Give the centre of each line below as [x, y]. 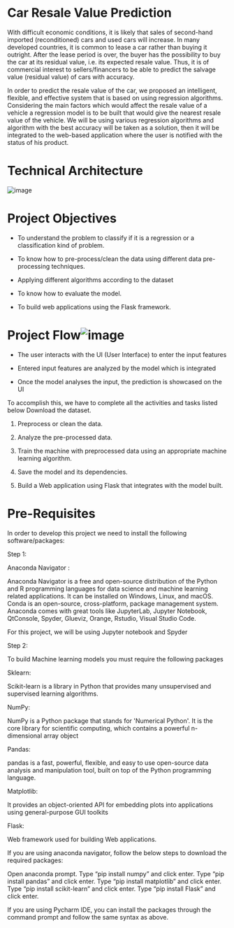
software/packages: [36, 540]
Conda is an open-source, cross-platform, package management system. [113, 603]
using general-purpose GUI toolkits [58, 812]
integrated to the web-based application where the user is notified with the [115, 135]
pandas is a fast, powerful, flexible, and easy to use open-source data [108, 762]
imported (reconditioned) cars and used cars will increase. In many [104, 39]
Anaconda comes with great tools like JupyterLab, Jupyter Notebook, [107, 611]
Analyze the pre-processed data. [65, 437]
